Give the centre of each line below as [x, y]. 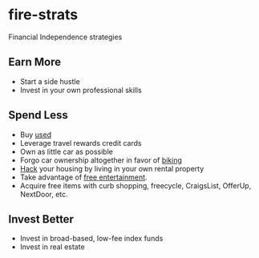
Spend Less [38, 115]
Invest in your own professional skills [81, 90]
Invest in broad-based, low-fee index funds [91, 239]
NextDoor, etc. [44, 194]
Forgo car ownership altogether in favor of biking [101, 160]
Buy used [36, 135]
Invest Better [41, 219]
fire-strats [43, 15]
